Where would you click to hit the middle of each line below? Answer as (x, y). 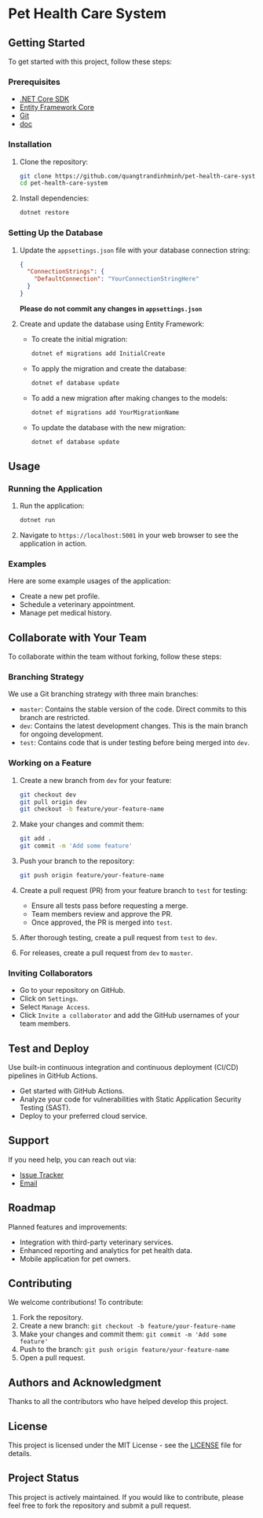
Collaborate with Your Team (77, 638)
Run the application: (52, 506)
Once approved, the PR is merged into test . (102, 922)
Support (29, 1141)
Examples (27, 564)
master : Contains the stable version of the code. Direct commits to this (133, 709)
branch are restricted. (55, 718)
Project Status (44, 1478)
